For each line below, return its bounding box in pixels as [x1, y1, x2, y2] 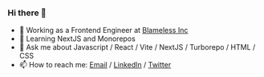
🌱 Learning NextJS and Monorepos [18, 34, 136, 43]
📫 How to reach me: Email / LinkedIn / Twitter [18, 60, 172, 70]
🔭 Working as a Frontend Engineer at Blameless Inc [18, 26, 189, 35]
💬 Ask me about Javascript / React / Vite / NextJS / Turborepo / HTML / [18, 43, 256, 52]
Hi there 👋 [7, 7, 47, 18]
